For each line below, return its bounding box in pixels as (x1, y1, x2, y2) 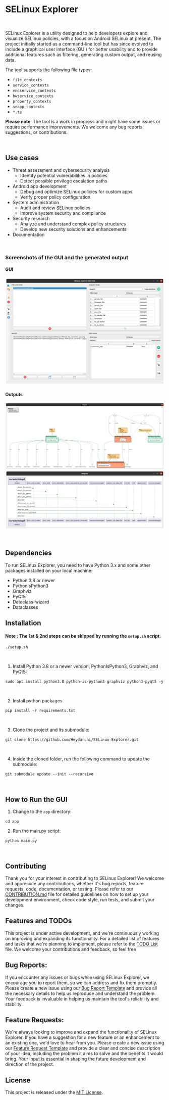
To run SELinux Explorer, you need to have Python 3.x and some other (5, 562, 151, 568)
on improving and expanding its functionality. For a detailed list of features (5, 935, 160, 941)
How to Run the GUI (5, 795, 68, 804)
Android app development (12, 183, 67, 189)
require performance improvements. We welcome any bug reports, (5, 124, 144, 130)
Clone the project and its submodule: (12, 727, 90, 733)
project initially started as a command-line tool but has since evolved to (5, 40, 154, 46)
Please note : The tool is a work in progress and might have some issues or (5, 118, 160, 124)
